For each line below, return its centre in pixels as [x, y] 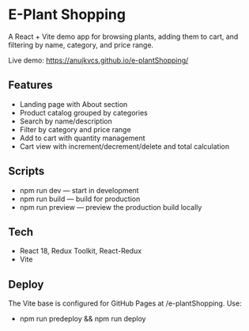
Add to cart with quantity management [82, 138]
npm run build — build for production [80, 199]
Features [30, 85]
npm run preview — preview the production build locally [111, 207]
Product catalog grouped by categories [83, 112]
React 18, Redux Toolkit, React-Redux [81, 251]
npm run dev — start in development [79, 190]
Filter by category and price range [75, 129]
